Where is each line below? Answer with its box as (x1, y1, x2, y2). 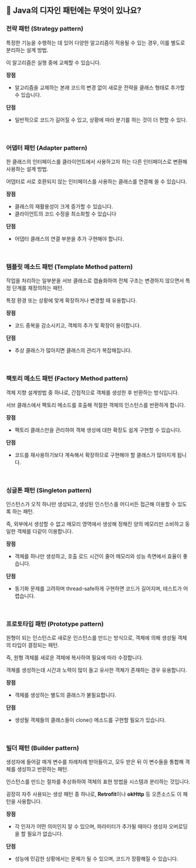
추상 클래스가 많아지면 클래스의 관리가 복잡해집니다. (14, 347, 132, 354)
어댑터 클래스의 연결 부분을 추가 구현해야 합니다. (14, 235, 124, 242)
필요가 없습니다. (27, 830, 63, 837)
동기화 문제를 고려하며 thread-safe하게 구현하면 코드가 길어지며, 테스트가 (14, 585, 183, 592)
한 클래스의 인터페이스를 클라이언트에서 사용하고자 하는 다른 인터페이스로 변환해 (6, 158, 188, 165)
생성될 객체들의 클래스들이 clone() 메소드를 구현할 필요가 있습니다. (14, 716, 166, 724)
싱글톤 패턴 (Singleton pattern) (6, 486, 92, 494)
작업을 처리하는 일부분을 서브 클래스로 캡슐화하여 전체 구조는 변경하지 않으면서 (6, 277, 184, 284)
